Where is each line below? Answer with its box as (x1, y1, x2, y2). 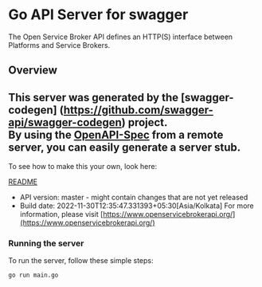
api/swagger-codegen (8, 116, 122, 129)
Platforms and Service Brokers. (8, 40, 111, 49)
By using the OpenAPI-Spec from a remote (8, 128, 224, 141)
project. (127, 116, 168, 129)
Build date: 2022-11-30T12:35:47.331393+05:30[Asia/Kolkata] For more (19, 201, 254, 210)
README (8, 177, 38, 187)
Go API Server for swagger (8, 6, 189, 24)
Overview (8, 64, 58, 77)
